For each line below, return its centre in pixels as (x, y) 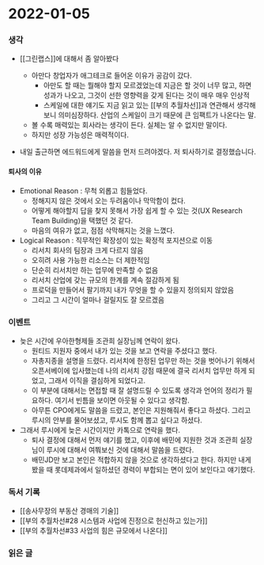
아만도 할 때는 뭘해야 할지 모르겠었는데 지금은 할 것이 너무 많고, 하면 (147, 86)
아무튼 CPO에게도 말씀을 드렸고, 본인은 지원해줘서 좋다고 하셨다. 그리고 (141, 410)
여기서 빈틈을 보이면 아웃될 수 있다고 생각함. (122, 400)
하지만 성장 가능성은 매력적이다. (80, 135)
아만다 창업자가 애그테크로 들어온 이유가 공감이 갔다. (111, 75)
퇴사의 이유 (25, 172)
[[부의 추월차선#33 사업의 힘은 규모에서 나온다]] (93, 531)
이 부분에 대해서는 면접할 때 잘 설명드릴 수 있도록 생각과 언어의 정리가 (138, 390)
